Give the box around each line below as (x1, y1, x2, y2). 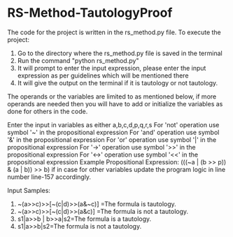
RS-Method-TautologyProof (7, 5, 173, 21)
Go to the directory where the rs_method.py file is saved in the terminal (17, 49, 223, 57)
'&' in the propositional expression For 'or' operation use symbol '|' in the (7, 135, 217, 144)
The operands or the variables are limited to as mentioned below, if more (7, 92, 217, 101)
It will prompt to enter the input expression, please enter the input (17, 64, 206, 72)
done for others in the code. (7, 107, 88, 115)
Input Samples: (7, 186, 51, 194)
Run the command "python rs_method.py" (17, 56, 139, 64)
